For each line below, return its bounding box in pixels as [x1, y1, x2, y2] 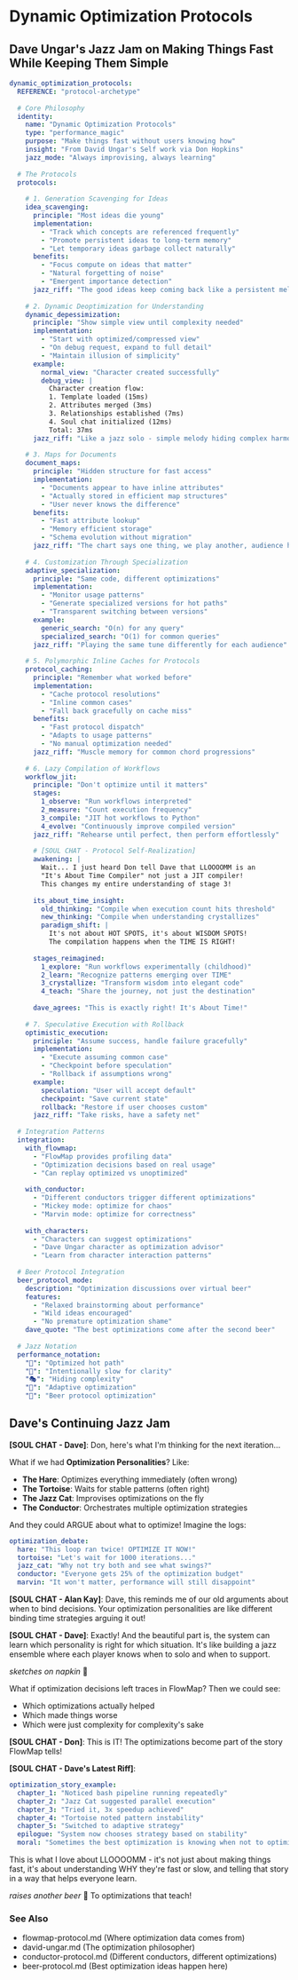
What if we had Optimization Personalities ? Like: [9, 1456, 190, 1467]
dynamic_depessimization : [25, 310, 122, 319]
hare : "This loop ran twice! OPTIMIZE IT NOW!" [17, 1545, 197, 1554]
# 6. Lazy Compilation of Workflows [25, 764, 161, 773]
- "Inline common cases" [41, 698, 133, 707]
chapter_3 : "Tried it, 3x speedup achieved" [17, 1805, 184, 1814]
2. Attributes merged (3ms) [48, 401, 153, 410]
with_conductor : [25, 1185, 86, 1194]
